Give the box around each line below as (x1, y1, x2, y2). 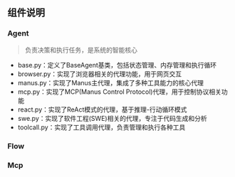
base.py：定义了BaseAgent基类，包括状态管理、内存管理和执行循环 (17, 60, 217, 69)
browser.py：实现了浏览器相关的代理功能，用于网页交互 (17, 70, 182, 78)
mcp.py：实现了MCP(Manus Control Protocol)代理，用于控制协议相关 (17, 87, 222, 96)
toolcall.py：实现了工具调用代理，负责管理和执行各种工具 (17, 123, 186, 132)
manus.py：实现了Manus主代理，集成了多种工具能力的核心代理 (17, 78, 204, 87)
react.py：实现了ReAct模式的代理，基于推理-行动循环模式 (17, 105, 187, 114)
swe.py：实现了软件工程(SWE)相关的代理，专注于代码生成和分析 (17, 114, 208, 122)
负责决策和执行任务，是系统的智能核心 (24, 45, 137, 54)
